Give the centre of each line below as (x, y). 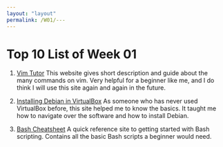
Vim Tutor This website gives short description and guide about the (112, 73)
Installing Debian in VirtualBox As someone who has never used (107, 101)
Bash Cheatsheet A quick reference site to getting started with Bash (113, 129)
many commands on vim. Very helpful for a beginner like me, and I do (115, 81)
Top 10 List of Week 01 (72, 54)
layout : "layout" (31, 13)
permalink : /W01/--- (36, 20)
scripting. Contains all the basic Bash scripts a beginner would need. (114, 137)
